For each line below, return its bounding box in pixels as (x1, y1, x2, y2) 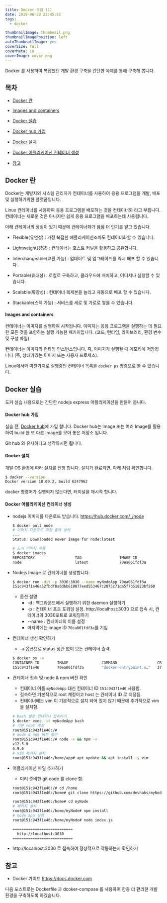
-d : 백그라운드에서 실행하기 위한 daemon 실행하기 (27, 600, 126, 606)
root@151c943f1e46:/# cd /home (12, 786, 78, 791)
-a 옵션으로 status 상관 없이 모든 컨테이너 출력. (19, 646, 111, 652)
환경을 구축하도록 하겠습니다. (5, 893, 61, 899)
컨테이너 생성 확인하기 (12, 635, 56, 641)
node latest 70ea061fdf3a (12, 560, 147, 565)
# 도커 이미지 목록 (12, 546, 46, 551)
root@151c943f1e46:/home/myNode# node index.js (12, 817, 113, 822)
